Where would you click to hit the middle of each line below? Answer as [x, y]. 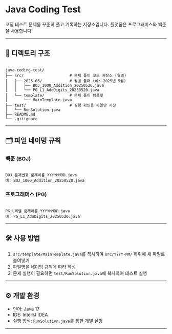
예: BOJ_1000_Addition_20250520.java [45, 181]
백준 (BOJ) [18, 159]
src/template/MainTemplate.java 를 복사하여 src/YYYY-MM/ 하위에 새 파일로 [89, 254]
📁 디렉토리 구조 [28, 53]
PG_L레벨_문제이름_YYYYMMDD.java [38, 211]
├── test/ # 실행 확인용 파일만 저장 [61, 105]
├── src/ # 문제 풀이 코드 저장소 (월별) [66, 76]
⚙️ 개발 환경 [23, 296]
